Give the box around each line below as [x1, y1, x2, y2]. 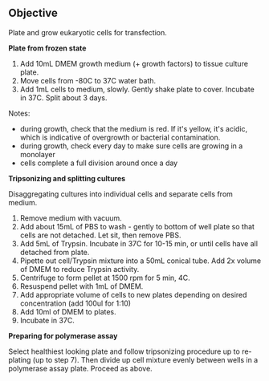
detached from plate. [19, 247, 90, 257]
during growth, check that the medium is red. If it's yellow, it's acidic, [19, 124, 248, 133]
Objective [8, 6, 59, 20]
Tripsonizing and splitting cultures [8, 173, 126, 183]
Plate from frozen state [8, 43, 87, 53]
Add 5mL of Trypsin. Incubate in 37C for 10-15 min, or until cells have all [19, 238, 259, 248]
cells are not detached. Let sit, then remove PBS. [19, 230, 182, 240]
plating [8, 355, 31, 364]
